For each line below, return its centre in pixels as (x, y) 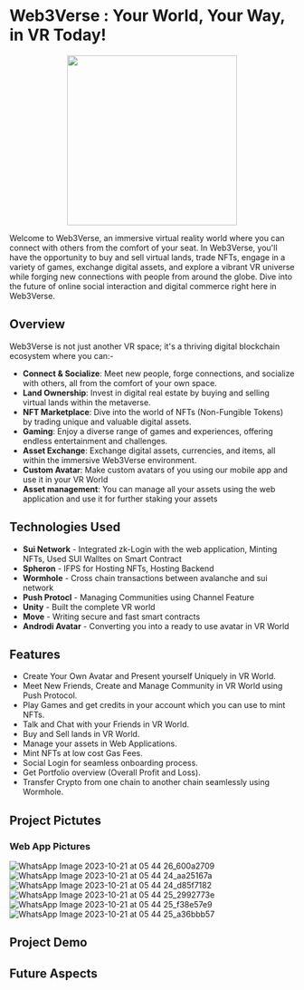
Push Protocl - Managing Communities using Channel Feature (138, 597)
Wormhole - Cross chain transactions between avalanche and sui (145, 577)
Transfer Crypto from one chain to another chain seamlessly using (146, 782)
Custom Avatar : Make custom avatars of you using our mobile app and (155, 470)
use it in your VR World (65, 479)
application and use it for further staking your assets (120, 499)
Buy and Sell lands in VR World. (81, 734)
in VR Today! (58, 35)
